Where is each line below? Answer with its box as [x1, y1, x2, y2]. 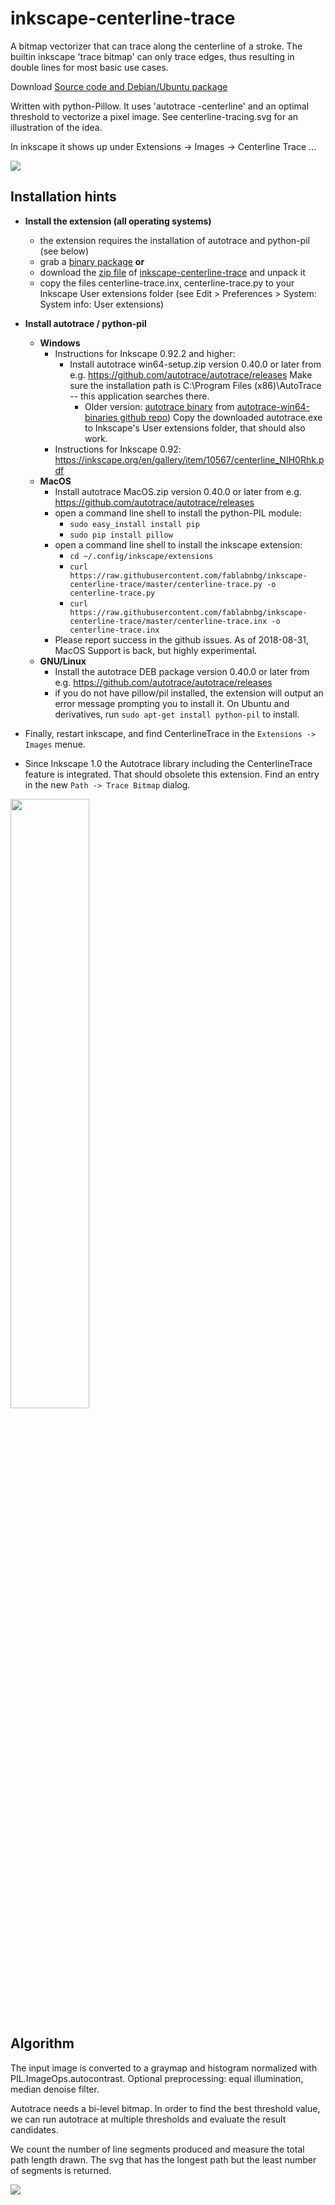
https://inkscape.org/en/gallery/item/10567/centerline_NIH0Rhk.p [54, 453, 325, 466]
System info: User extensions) [39, 298, 165, 310]
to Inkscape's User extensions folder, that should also [84, 422, 306, 434]
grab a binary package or [39, 255, 145, 267]
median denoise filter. [10, 2083, 100, 2095]
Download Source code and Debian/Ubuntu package [10, 80, 228, 92]
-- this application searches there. [69, 390, 210, 402]
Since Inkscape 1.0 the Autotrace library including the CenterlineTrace [24, 757, 313, 769]
